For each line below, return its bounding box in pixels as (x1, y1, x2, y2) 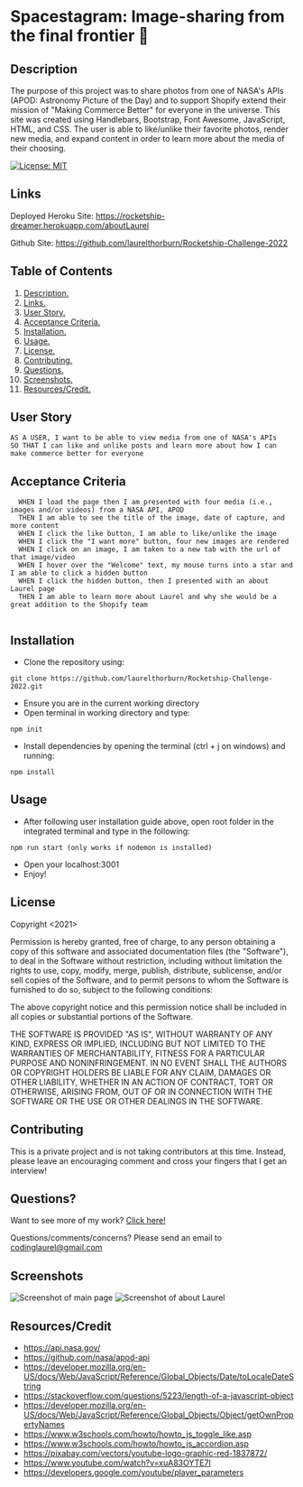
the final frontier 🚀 (10, 25, 150, 46)
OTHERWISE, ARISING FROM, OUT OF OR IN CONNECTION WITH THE (10, 1085, 273, 1097)
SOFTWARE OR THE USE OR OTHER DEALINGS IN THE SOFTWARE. (10, 1095, 263, 1106)
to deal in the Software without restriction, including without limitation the (10, 955, 282, 966)
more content (10, 522, 60, 531)
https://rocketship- (95, 210, 166, 221)
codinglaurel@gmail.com (10, 1242, 103, 1253)
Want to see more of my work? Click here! (10, 1215, 166, 1226)
